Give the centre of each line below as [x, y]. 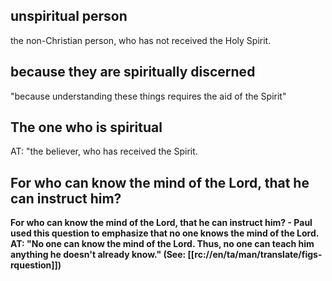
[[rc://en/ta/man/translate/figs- [255, 255]
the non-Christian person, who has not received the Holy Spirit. [141, 40]
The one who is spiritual [86, 127]
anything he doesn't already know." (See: [98, 255]
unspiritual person [69, 16]
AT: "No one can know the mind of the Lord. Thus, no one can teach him [162, 244]
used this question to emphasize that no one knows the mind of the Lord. [165, 233]
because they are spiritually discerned [133, 72]
